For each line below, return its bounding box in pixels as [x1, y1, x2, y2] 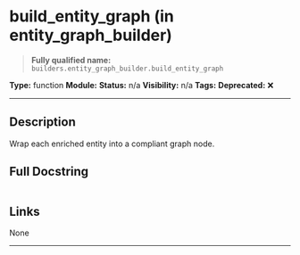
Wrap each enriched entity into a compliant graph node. [9, 138, 215, 149]
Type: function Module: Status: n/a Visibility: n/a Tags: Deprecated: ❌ [9, 79, 274, 90]
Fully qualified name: [30, 54, 112, 65]
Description [9, 114, 76, 130]
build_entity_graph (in [9, 6, 174, 27]
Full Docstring [9, 164, 89, 179]
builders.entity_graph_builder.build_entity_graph [30, 64, 224, 73]
